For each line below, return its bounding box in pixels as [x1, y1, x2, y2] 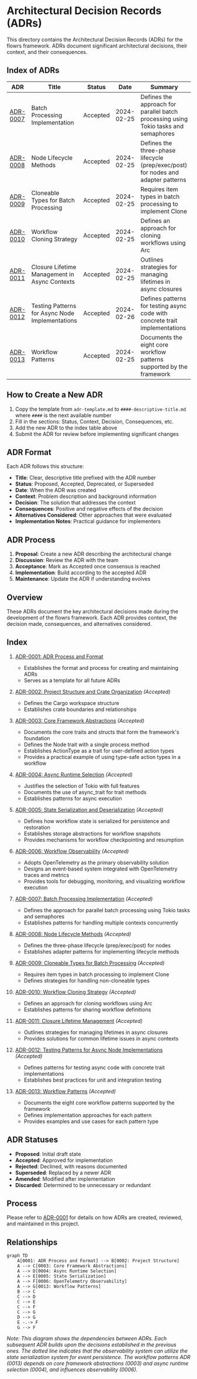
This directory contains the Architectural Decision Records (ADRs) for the [6, 36, 183, 43]
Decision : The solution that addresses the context [15, 499, 136, 506]
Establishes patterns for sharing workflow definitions [23, 1006, 151, 1013]
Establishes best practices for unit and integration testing [23, 1076, 162, 1083]
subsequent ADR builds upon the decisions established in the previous [6, 1341, 177, 1348]
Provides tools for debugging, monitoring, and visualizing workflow [23, 877, 186, 885]
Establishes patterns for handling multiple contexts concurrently [23, 919, 178, 926]
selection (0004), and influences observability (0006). [6, 1366, 138, 1373]
